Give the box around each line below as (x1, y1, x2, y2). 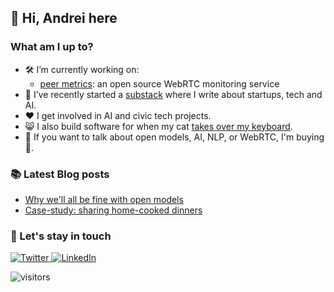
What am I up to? (10, 40, 94, 54)
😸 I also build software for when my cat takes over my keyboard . (24, 120, 293, 132)
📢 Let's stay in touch (10, 229, 112, 243)
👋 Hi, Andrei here (10, 10, 118, 27)
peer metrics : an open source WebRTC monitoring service (39, 77, 280, 90)
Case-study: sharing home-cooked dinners (24, 204, 203, 216)
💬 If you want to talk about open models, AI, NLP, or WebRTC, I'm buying (24, 131, 325, 143)
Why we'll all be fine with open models (24, 193, 184, 205)
